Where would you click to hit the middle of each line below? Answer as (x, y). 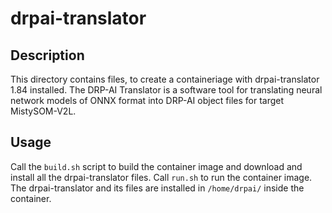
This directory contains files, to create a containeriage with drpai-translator (165, 79)
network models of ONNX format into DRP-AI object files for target (147, 100)
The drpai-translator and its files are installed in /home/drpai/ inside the (157, 188)
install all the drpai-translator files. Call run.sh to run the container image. (161, 177)
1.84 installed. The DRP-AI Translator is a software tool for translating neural (166, 90)
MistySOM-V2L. (43, 111)
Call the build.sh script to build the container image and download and (156, 166)
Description (47, 55)
